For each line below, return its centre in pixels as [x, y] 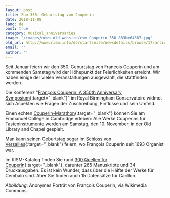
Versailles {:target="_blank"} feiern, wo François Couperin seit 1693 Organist [84, 144]
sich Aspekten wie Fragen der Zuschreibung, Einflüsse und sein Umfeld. [80, 103]
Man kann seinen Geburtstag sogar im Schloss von [58, 139]
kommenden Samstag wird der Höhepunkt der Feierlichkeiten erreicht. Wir [83, 72]
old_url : [14, 43]
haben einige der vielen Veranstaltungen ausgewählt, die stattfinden [76, 77]
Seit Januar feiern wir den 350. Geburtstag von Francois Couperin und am [82, 67]
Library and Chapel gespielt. [35, 129]
